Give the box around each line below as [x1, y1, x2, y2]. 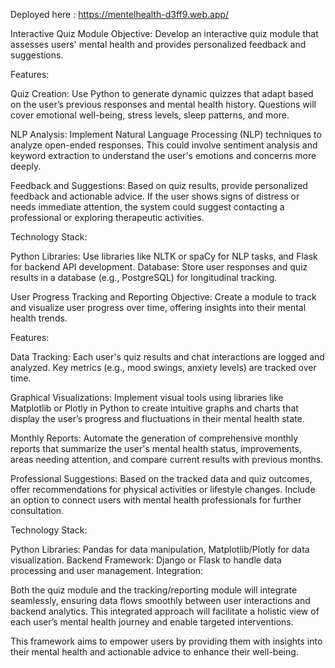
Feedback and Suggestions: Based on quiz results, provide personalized [10, 180, 308, 191]
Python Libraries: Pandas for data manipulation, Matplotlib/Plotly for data [10, 544, 310, 555]
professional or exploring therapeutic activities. [10, 212, 205, 223]
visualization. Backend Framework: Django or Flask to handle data [10, 554, 282, 566]
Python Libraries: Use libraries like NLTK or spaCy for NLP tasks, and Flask [10, 250, 318, 262]
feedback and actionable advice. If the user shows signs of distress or [10, 190, 300, 202]
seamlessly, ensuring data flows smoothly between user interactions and [10, 595, 311, 606]
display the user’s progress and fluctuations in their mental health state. [10, 413, 305, 424]
